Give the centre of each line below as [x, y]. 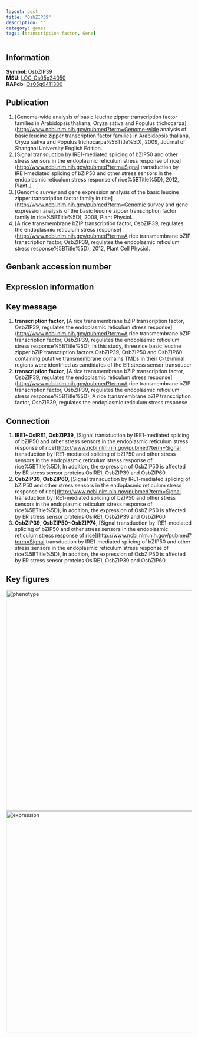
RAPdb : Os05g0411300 [34, 84]
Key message [32, 307]
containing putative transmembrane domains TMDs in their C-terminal [100, 359]
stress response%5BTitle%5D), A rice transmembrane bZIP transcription [103, 396]
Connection [28, 421]
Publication [27, 103]
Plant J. [24, 186]
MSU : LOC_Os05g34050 [36, 78]
